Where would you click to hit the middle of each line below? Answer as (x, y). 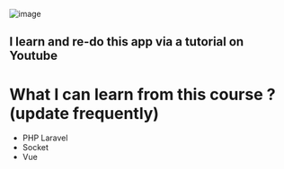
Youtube (34, 56)
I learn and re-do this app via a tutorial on (127, 42)
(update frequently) (84, 113)
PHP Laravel (45, 138)
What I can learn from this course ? (142, 94)
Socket (35, 148)
